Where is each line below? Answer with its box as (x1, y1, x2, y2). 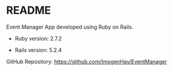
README (6, 4, 51, 17)
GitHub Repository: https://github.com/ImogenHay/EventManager (6, 58, 167, 65)
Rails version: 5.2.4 (14, 46, 62, 54)
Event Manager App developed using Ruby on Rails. (6, 23, 134, 30)
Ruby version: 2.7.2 (14, 35, 62, 42)
